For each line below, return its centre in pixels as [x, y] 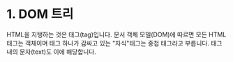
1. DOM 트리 [40, 14]
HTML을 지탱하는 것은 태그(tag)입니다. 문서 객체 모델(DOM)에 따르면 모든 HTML [116, 34]
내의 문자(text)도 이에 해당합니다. [52, 52]
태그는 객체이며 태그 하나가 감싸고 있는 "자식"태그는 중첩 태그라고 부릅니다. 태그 [114, 43]
